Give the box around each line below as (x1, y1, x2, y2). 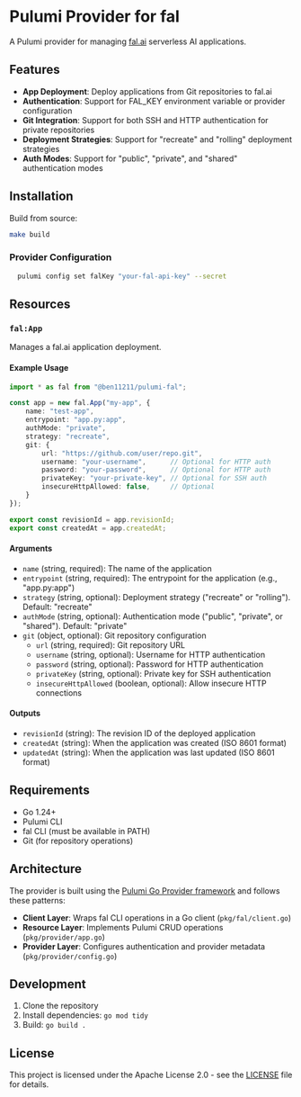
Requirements (9, 783, 90, 798)
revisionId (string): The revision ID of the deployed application (22, 727, 256, 739)
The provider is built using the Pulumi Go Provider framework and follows (9, 885, 280, 896)
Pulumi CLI (22, 816, 63, 827)
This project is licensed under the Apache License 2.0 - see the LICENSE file (9, 1069, 293, 1081)
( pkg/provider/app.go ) (22, 931, 106, 942)
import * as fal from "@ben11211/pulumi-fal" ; (9, 382, 187, 391)
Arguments (9, 543, 53, 554)
